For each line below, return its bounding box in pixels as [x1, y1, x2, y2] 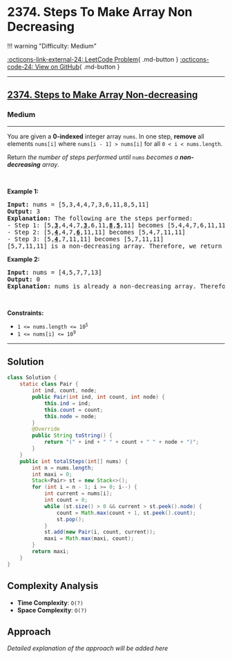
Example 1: [7, 187, 39, 195]
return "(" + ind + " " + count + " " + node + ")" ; [43, 439, 200, 446]
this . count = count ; [43, 406, 104, 413]
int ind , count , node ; [32, 387, 97, 395]
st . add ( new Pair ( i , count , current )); [43, 529, 156, 536]
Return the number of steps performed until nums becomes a [7, 153, 178, 161]
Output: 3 [7, 207, 40, 215]
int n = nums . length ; [32, 464, 95, 471]
